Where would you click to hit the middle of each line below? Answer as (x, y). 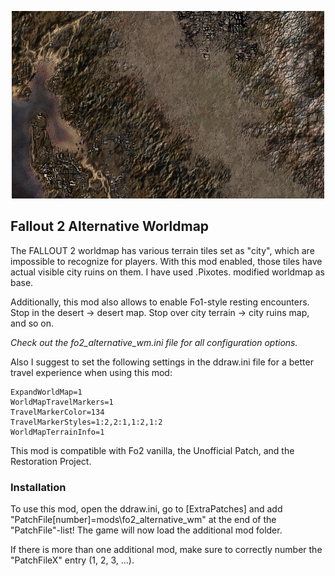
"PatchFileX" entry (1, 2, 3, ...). (72, 560)
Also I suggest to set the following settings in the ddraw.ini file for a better (162, 362)
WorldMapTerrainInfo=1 (57, 432)
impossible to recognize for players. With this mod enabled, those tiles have (166, 261)
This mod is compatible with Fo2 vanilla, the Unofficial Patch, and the (152, 450)
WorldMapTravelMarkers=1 (62, 402)
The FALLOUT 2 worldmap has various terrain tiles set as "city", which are (162, 250)
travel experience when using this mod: (91, 372)
